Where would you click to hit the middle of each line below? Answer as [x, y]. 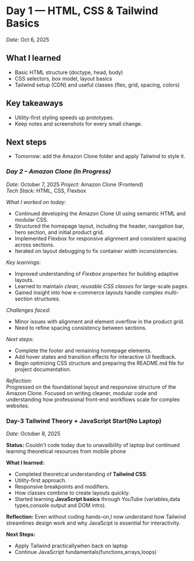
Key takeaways [35, 103]
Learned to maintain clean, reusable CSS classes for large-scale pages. [102, 286]
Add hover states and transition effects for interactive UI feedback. [95, 356]
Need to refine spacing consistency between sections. [81, 328]
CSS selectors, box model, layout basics [63, 78]
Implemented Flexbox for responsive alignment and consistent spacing [100, 238]
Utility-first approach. [41, 480]
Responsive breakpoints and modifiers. [62, 486]
